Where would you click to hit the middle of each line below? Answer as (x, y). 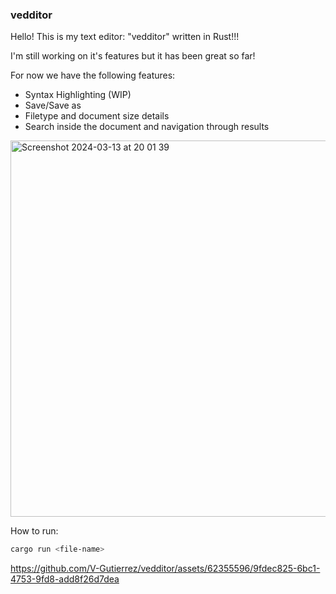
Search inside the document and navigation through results (147, 127)
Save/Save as (53, 105)
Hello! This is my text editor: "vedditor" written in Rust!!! (125, 37)
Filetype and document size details (97, 116)
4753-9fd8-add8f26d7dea (65, 579)
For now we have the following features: (93, 75)
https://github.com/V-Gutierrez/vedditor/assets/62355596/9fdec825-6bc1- (165, 569)
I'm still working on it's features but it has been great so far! (133, 56)
